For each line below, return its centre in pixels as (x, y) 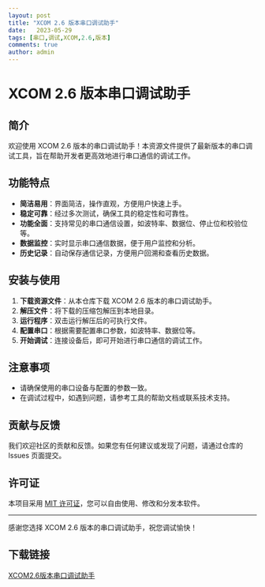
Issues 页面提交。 (37, 456)
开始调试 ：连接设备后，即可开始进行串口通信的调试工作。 (113, 340)
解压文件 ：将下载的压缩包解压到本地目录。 (89, 310)
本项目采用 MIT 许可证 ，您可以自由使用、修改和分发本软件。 (106, 503)
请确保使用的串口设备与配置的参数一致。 (85, 388)
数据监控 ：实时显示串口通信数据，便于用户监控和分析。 (109, 243)
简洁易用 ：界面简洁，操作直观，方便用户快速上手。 (103, 203)
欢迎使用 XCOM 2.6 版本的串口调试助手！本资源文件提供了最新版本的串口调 (131, 146)
